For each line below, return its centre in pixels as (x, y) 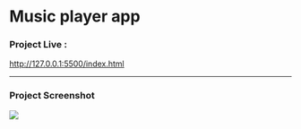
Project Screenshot (52, 96)
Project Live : (38, 45)
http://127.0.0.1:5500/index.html (67, 64)
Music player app (75, 17)
